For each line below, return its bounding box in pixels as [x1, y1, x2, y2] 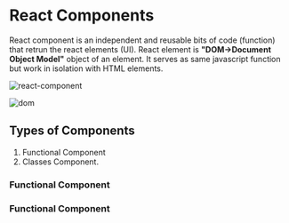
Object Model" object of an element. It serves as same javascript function [9, 53, 282, 64]
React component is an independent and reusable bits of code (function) [9, 35, 276, 45]
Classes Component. [21, 156, 100, 167]
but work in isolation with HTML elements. [9, 63, 164, 74]
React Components [9, 5, 155, 26]
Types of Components [9, 123, 135, 139]
